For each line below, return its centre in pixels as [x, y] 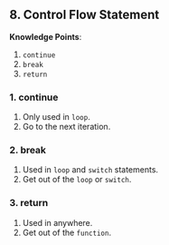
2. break [28, 151]
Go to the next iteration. [66, 127]
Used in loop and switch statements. [90, 170]
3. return [29, 203]
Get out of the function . [66, 232]
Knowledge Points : [46, 36]
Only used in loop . [56, 117]
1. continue [34, 97]
